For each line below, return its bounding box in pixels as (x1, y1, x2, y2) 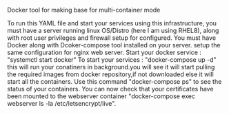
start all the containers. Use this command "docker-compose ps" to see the (7, 78, 222, 85)
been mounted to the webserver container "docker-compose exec (7, 92, 195, 100)
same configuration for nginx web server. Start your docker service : (7, 48, 202, 56)
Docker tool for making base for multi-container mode (7, 6, 161, 14)
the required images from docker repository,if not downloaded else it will (7, 70, 214, 78)
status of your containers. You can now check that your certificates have (7, 85, 214, 93)
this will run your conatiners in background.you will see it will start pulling (7, 63, 215, 71)
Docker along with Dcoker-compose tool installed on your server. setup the (7, 41, 221, 49)
